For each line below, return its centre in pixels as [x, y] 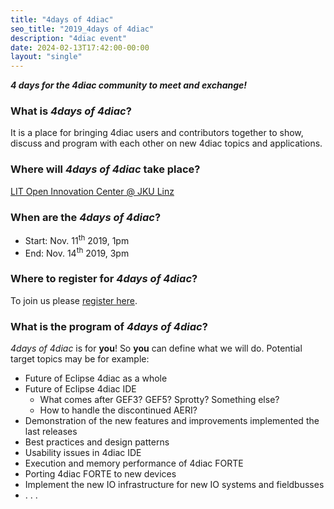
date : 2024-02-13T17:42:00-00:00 [80, 47]
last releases [51, 431]
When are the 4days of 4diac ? [86, 217]
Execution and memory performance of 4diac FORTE [134, 463]
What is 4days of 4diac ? [71, 111]
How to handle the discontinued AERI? [118, 410]
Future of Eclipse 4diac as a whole [96, 378]
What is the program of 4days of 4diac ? [109, 326]
